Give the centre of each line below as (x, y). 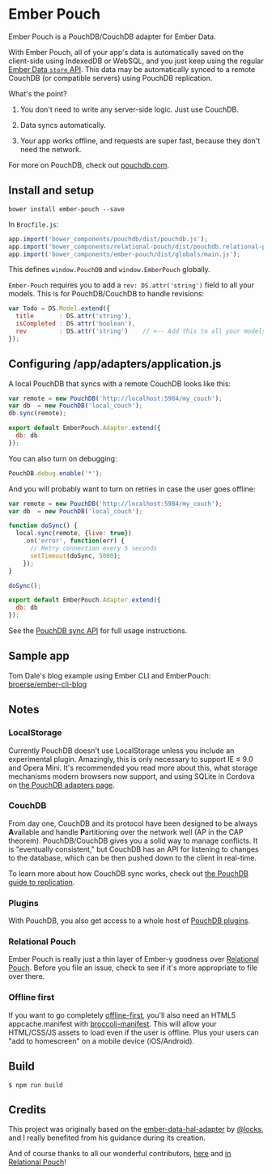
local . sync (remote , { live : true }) (74, 534)
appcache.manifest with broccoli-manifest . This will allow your (113, 1023)
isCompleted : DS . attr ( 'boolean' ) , (76, 324)
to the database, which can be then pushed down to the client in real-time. (133, 857)
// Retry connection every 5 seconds (93, 549)
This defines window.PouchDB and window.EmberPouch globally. (109, 270)
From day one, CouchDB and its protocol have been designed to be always (133, 823)
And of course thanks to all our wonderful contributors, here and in (120, 1154)
